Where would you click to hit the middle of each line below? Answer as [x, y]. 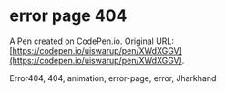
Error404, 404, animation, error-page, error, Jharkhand [113, 77]
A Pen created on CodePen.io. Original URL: [92, 41]
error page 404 [68, 16]
